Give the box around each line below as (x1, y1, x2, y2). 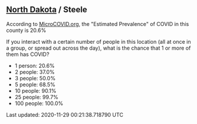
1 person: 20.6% (14, 62, 55, 69)
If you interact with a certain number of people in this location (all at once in (6, 38, 191, 45)
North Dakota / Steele (6, 5, 88, 15)
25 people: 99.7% (14, 93, 59, 100)
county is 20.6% (6, 27, 46, 34)
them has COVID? (6, 50, 49, 58)
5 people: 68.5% (14, 81, 56, 88)
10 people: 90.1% (14, 87, 56, 94)
